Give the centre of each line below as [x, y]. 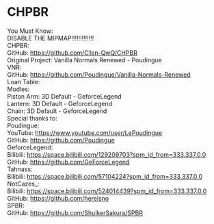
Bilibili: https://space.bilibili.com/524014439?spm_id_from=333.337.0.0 [107, 191]
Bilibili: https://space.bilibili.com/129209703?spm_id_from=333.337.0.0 [107, 154]
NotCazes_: [23, 184]
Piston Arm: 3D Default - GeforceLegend [64, 96]
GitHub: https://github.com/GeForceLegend [68, 162]
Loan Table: [24, 82]
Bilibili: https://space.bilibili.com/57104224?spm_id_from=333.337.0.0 [105, 176]
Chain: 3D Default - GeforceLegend [57, 111]
